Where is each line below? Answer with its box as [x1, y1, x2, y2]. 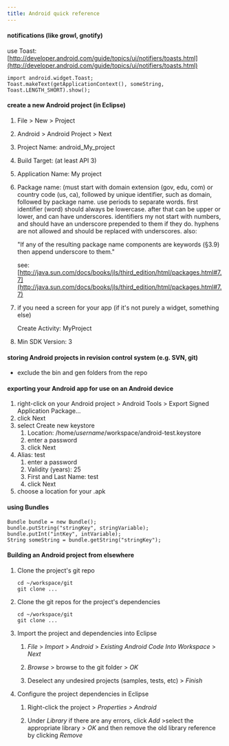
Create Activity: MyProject [17, 324, 92, 332]
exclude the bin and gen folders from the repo [17, 369, 148, 377]
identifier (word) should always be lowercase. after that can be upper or [17, 205, 221, 213]
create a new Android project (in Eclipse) [7, 101, 126, 109]
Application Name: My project [17, 170, 102, 178]
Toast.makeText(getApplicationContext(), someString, [7, 81, 165, 87]
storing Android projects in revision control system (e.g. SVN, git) [7, 353, 198, 361]
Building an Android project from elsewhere [7, 551, 135, 559]
